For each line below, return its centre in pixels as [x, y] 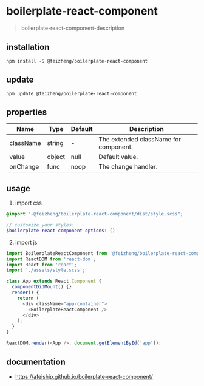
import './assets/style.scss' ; [46, 270]
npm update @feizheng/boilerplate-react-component [72, 93]
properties [27, 112]
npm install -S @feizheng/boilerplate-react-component [77, 61]
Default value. [118, 157]
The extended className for [140, 140]
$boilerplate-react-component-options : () [61, 231]
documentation [36, 362]
